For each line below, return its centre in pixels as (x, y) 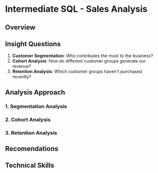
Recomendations (32, 149)
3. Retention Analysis (31, 133)
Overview (20, 27)
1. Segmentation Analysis (36, 106)
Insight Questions (33, 44)
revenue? (22, 66)
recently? (22, 77)
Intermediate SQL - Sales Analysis (76, 9)
